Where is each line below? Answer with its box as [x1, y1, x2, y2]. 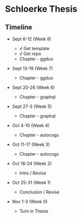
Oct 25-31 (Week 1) [12, 180, 51, 185]
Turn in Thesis [19, 208, 48, 214]
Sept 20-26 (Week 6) [12, 84, 55, 90]
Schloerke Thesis [5, 3, 78, 15]
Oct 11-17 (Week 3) [12, 141, 50, 147]
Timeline [5, 23, 33, 31]
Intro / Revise [19, 170, 46, 176]
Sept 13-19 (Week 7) [12, 65, 53, 71]
